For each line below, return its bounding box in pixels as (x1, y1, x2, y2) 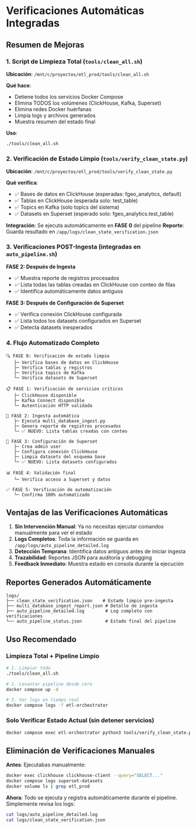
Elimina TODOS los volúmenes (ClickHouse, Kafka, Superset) (14, 99, 162, 106)
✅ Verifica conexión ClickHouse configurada (14, 311, 123, 318)
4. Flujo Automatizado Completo (6, 339, 100, 347)
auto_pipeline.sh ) (6, 250, 58, 258)
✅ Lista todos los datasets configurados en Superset (14, 317, 142, 324)
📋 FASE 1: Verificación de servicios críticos (6, 386, 124, 392)
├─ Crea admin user (13, 443, 61, 450)
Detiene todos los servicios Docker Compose (14, 93, 124, 100)
